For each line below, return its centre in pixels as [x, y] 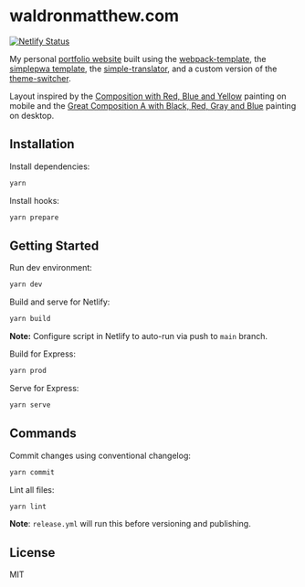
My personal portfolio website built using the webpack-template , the [138, 59]
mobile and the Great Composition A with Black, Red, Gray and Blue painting [153, 105]
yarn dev [26, 284]
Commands [43, 434]
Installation [42, 144]
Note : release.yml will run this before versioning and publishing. [130, 524]
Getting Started [54, 245]
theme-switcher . [40, 78]
